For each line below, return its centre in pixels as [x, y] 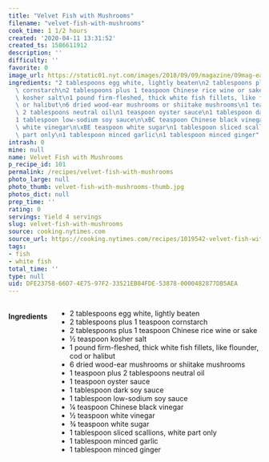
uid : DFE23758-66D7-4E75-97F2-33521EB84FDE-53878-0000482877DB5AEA [123, 284]
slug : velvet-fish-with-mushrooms [66, 224]
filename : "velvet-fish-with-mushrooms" [77, 23]
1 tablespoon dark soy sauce [116, 390]
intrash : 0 [26, 142]
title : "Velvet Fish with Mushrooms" [71, 16]
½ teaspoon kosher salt [108, 339]
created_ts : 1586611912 [48, 46]
